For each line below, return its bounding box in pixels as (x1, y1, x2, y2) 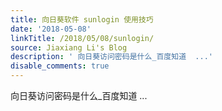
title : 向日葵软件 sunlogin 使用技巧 (10, 14, 154, 25)
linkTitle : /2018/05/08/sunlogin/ (10, 33, 155, 43)
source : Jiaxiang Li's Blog (10, 42, 128, 53)
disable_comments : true (10, 61, 110, 71)
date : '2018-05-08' (10, 24, 92, 34)
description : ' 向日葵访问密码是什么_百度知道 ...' (10, 52, 213, 62)
